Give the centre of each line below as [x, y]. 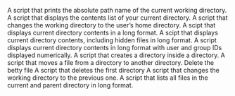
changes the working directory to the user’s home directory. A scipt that [112, 25]
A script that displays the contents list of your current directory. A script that [118, 18]
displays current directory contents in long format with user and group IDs [115, 48]
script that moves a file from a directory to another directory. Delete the [111, 62]
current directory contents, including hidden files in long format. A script [112, 40]
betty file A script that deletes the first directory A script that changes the [113, 70]
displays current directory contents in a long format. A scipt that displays [113, 32]
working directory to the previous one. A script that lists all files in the [108, 78]
